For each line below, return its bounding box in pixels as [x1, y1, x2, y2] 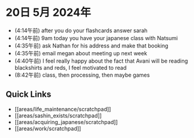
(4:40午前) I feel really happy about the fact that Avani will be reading [14, 57, 189, 64]
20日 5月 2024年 [5, 5, 91, 19]
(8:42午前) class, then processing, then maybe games [14, 71, 150, 78]
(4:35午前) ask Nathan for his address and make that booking [14, 42, 168, 49]
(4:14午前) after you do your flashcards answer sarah [14, 27, 148, 34]
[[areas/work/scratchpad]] [14, 125, 81, 132]
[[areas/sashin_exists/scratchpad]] [14, 112, 102, 119]
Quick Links [5, 89, 52, 100]
